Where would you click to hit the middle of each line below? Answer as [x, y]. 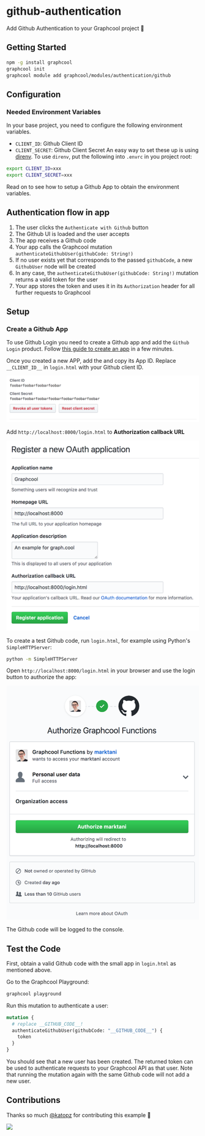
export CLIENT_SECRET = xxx [39, 175]
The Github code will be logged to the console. [65, 930]
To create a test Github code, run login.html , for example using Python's [99, 640]
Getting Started [36, 47]
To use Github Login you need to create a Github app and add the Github [98, 343]
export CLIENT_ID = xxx [34, 169]
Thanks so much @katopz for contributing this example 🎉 [79, 1115]
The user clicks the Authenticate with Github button [82, 227]
